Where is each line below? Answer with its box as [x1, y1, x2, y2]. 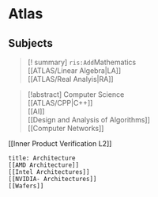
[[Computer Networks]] [27, 124, 104, 133]
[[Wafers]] [8, 182, 44, 190]
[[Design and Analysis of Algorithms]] [27, 115, 150, 124]
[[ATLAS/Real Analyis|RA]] [27, 75, 114, 83]
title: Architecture [8, 154, 77, 162]
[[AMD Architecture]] [8, 161, 80, 169]
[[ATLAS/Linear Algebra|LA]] [27, 66, 122, 75]
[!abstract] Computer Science [27, 90, 125, 99]
